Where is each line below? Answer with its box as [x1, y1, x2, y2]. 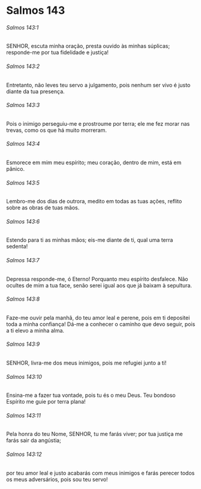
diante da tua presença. [6, 88, 65, 95]
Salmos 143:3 [6, 102, 40, 109]
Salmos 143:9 [6, 340, 40, 348]
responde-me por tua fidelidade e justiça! [6, 49, 109, 56]
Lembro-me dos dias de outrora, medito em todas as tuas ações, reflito [6, 198, 182, 205]
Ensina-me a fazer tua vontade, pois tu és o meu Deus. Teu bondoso [6, 392, 176, 399]
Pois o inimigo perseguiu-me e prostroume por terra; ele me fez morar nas [6, 120, 190, 127]
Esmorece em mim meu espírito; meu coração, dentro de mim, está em [6, 159, 182, 166]
